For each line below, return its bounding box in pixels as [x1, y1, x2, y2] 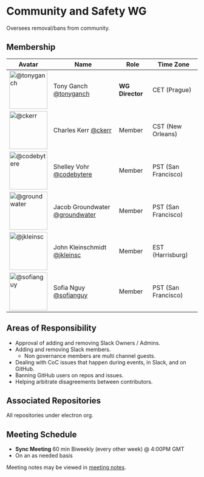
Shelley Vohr [53, 162, 90, 171]
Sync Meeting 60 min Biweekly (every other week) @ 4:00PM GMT [15, 445, 185, 453]
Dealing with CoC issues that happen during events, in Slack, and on [15, 358, 186, 366]
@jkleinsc [53, 251, 81, 259]
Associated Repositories [6, 395, 101, 406]
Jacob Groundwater [53, 203, 110, 211]
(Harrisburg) [152, 251, 188, 259]
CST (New [152, 122, 182, 130]
